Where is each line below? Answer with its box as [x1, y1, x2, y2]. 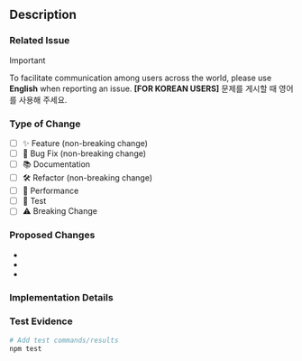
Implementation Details [9, 291, 114, 303]
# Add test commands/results [9, 336, 119, 345]
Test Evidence [9, 315, 74, 328]
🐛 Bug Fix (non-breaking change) [22, 148, 147, 159]
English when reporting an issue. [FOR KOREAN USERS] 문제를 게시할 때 [9, 83, 278, 94]
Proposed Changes [9, 229, 96, 242]
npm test [9, 344, 42, 353]
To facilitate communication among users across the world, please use [9, 72, 272, 83]
